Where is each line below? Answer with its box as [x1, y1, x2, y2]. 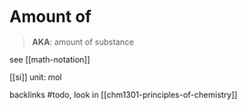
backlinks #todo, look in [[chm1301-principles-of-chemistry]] [9, 89, 238, 100]
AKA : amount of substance [31, 36, 135, 47]
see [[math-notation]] [9, 54, 91, 64]
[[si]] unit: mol [9, 71, 62, 83]
